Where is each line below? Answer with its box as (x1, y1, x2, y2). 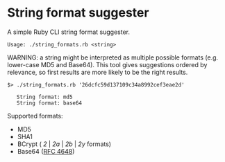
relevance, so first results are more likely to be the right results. (7, 68, 188, 76)
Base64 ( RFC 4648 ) (17, 147, 75, 155)
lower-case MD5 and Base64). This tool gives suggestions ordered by (7, 60, 208, 69)
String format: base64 (16, 99, 82, 107)
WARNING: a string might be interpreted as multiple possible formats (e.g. (7, 53, 219, 62)
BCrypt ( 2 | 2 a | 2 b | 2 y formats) (17, 140, 112, 148)
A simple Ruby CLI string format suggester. (7, 28, 131, 36)
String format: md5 (16, 93, 73, 100)
